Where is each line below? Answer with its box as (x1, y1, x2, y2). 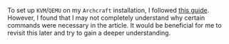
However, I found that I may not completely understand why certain (7, 13, 205, 22)
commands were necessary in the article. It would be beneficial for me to (7, 21, 223, 29)
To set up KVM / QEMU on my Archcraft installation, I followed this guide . (7, 6, 210, 14)
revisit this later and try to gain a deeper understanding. (7, 28, 171, 37)
